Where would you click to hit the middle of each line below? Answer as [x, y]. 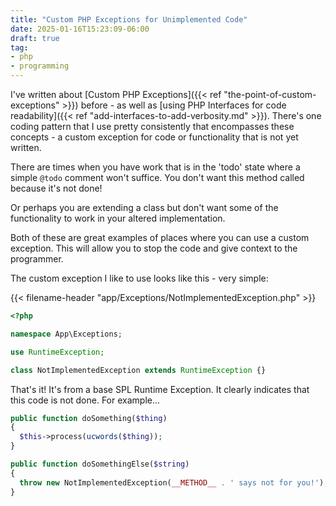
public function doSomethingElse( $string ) [100, 464]
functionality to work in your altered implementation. [118, 218]
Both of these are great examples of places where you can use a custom [160, 237]
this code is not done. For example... [85, 400]
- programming [40, 66]
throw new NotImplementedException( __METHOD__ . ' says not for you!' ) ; [174, 482]
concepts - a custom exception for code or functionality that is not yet [154, 137]
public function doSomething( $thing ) [89, 418]
